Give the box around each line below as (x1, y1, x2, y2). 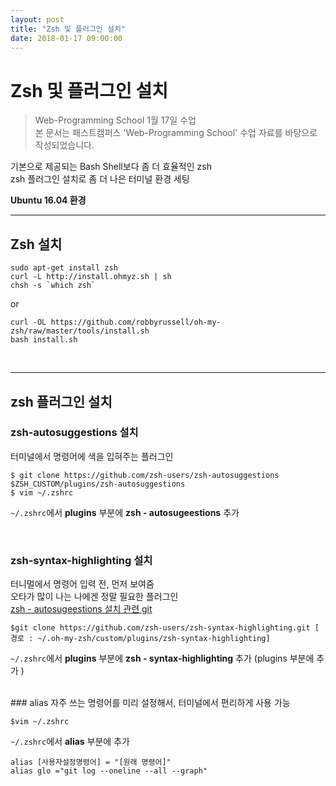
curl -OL (10, 317, 47, 328)
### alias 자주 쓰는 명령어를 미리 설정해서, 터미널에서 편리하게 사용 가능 (10, 697, 291, 709)
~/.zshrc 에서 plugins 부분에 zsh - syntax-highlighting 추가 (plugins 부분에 (10, 652, 315, 665)
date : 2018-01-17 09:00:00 (10, 33, 123, 43)
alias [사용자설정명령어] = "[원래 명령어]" (10, 757, 172, 768)
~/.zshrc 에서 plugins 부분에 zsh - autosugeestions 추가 (10, 506, 240, 518)
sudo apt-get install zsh (10, 263, 118, 273)
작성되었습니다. (34, 139, 95, 151)
